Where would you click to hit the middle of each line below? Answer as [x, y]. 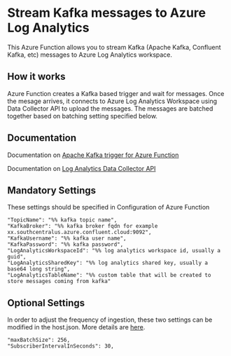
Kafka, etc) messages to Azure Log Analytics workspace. [90, 55]
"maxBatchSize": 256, [39, 340]
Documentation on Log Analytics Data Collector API [82, 168]
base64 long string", [39, 269]
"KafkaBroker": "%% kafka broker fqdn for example [83, 226]
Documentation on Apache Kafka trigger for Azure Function [93, 155]
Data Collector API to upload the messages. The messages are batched [110, 108]
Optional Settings [46, 303]
